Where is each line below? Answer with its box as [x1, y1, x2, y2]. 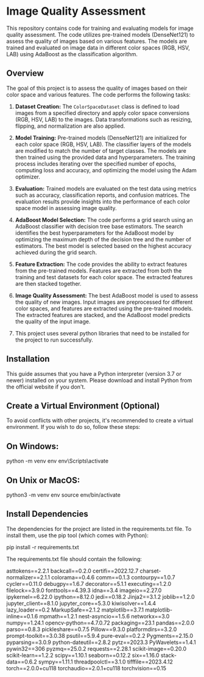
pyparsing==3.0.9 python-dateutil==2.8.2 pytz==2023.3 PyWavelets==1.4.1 [6, 639, 196, 646]
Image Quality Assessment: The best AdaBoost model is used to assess [15, 291, 199, 299]
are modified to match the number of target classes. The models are [15, 147, 187, 154]
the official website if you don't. [6, 383, 86, 390]
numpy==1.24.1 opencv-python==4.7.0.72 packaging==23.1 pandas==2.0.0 [6, 619, 195, 626]
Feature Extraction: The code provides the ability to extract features [15, 260, 188, 268]
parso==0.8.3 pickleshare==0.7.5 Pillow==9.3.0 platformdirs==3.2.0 [6, 625, 177, 633]
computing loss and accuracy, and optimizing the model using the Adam [15, 166, 197, 174]
